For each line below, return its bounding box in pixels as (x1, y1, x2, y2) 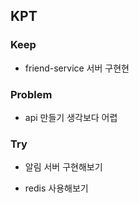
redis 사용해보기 (24, 182, 89, 194)
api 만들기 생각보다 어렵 (24, 111, 118, 123)
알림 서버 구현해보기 (24, 161, 103, 173)
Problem (10, 87, 53, 101)
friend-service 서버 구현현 (24, 62, 130, 74)
